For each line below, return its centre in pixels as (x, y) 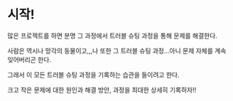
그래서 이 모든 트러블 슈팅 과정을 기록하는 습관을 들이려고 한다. (93, 75)
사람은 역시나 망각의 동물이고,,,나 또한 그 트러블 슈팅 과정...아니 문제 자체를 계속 (117, 51)
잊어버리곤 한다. (29, 59)
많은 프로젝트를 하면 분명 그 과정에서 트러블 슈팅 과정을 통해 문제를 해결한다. (113, 36)
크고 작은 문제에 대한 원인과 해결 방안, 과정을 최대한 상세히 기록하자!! (102, 90)
